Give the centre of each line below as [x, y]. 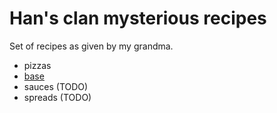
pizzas [37, 65]
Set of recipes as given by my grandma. [91, 46]
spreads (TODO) [57, 97]
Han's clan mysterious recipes [138, 18]
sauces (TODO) [56, 86]
